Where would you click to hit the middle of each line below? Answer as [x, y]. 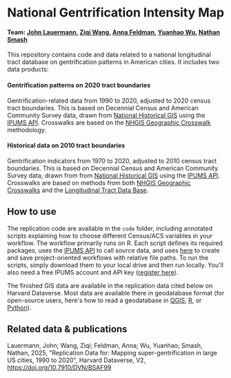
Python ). [19, 307]
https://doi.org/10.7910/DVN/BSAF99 [59, 368]
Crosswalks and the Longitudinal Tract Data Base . [78, 190]
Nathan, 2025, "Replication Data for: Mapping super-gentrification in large [112, 353]
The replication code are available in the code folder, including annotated [110, 228]
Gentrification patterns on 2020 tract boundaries [79, 85]
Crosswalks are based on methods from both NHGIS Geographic [99, 182]
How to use [32, 212]
